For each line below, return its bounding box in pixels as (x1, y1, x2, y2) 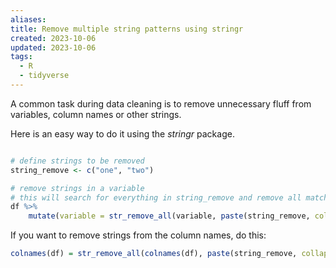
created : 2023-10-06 (10, 33, 97, 43)
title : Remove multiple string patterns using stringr (10, 24, 244, 34)
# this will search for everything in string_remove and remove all (10, 192, 302, 203)
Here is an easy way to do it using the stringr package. (10, 127, 235, 140)
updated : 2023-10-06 (10, 42, 97, 53)
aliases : (10, 14, 47, 25)
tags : (10, 52, 33, 62)
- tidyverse (19, 71, 70, 81)
